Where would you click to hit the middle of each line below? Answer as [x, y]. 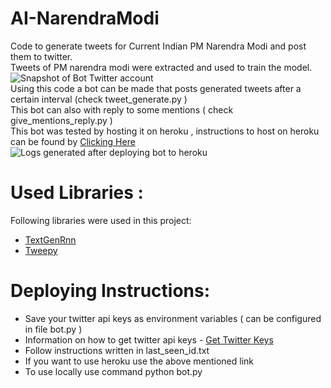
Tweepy [41, 250]
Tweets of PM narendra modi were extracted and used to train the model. [161, 67]
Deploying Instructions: [110, 291]
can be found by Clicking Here [73, 141]
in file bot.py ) [53, 329]
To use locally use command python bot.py [113, 371]
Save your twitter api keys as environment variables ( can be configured [173, 318]
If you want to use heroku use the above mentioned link [139, 361]
